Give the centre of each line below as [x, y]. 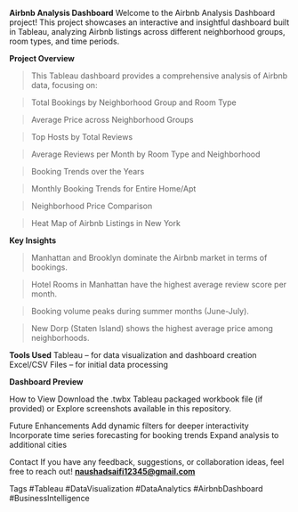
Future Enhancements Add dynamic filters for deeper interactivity [129, 426]
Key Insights [33, 240]
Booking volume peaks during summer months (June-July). [140, 311]
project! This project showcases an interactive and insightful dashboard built [149, 22]
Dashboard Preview [46, 382]
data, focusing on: [64, 85]
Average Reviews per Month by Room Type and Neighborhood [145, 154]
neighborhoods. [60, 338]
